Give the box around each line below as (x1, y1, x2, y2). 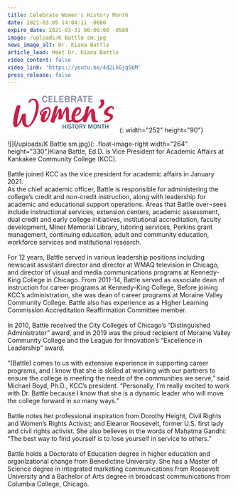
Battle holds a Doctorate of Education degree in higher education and (7, 449, 211, 458)
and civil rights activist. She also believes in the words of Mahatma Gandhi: (7, 427, 227, 435)
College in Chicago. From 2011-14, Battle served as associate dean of (22, 275, 225, 284)
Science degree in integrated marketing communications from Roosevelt (7, 464, 220, 473)
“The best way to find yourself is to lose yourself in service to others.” (7, 434, 212, 442)
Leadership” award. (7, 344, 65, 352)
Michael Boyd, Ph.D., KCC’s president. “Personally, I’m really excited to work (7, 381, 230, 390)
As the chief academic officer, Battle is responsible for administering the (7, 185, 219, 193)
